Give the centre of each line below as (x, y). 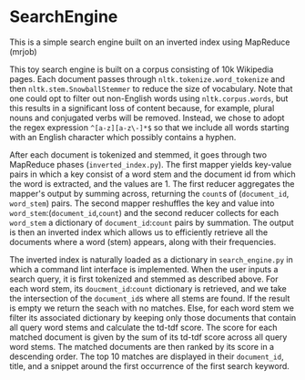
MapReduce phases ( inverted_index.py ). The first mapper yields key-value (151, 164)
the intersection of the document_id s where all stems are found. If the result (150, 298)
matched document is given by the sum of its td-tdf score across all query (148, 337)
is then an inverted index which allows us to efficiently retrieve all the (139, 232)
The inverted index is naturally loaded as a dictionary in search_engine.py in (151, 259)
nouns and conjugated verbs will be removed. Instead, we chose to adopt (147, 118)
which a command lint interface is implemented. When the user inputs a (144, 269)
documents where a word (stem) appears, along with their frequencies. (143, 241)
